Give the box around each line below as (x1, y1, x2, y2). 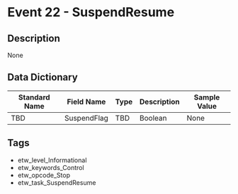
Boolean (139, 113, 167, 123)
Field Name (67, 97, 106, 107)
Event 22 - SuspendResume (7, 4, 175, 20)
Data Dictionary (7, 71, 78, 83)
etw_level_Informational (17, 156, 87, 164)
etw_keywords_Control (17, 163, 84, 171)
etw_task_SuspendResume (17, 178, 96, 187)
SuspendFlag (64, 113, 108, 123)
